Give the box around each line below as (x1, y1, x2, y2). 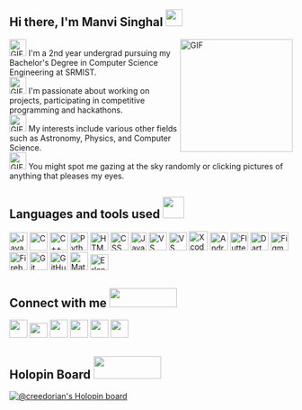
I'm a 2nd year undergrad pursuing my (28, 47, 171, 59)
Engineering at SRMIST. (9, 67, 97, 77)
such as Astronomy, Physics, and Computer (9, 132, 172, 143)
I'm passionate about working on (28, 85, 150, 96)
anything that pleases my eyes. (9, 170, 125, 181)
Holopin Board (9, 367, 92, 382)
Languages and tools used (9, 206, 160, 222)
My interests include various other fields (28, 123, 178, 133)
